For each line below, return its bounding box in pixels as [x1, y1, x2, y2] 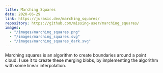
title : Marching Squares [5, 7, 56, 12]
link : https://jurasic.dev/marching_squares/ [5, 16, 100, 21]
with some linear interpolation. [5, 62, 66, 68]
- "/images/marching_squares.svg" [9, 35, 80, 39]
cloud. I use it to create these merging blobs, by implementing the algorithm [5, 57, 158, 63]
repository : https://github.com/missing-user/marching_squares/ [5, 20, 139, 26]
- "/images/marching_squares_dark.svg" [9, 39, 91, 44]
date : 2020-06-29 [5, 12, 41, 17]
